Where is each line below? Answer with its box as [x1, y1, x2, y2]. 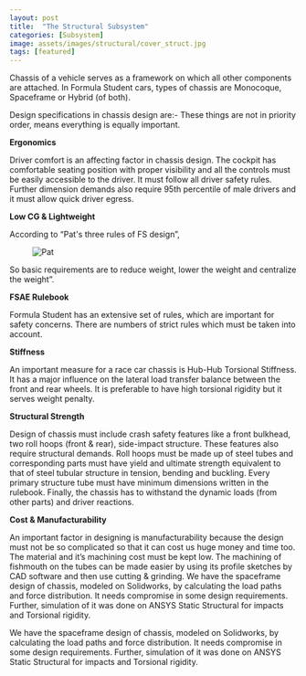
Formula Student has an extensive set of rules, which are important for [9, 310, 275, 321]
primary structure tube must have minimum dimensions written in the [9, 477, 269, 489]
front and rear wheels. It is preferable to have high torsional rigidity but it [9, 384, 282, 395]
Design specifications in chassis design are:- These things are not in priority [9, 110, 297, 121]
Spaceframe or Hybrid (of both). [9, 92, 131, 103]
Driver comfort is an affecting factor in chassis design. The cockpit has [9, 154, 277, 165]
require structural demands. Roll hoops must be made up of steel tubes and [9, 449, 294, 459]
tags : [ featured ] [9, 48, 76, 57]
